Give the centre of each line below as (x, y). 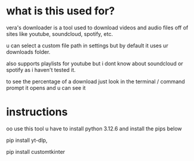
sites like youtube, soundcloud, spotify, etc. (60, 34)
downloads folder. (28, 51)
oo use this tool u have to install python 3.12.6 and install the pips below (94, 128)
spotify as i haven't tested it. (41, 69)
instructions (37, 112)
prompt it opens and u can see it (46, 87)
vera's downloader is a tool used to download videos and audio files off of (97, 28)
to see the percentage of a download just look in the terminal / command (96, 81)
